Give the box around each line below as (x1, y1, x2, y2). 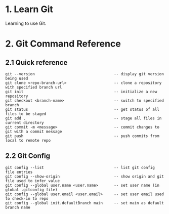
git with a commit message (5, 129, 62, 134)
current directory (5, 120, 44, 125)
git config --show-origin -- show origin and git (5, 174, 164, 179)
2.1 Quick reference (5, 58, 68, 67)
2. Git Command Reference (5, 38, 121, 50)
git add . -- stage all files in (5, 115, 162, 121)
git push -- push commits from (5, 133, 159, 139)
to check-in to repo (5, 196, 49, 201)
